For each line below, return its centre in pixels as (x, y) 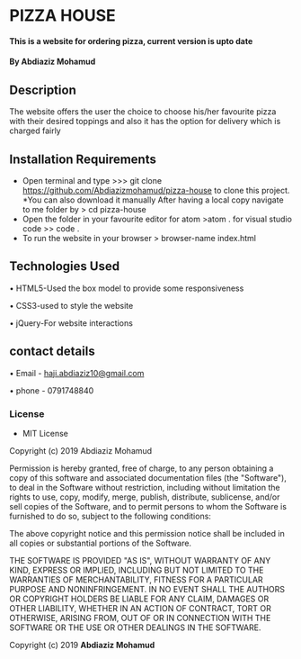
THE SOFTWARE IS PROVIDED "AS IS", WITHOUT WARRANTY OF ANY (140, 560)
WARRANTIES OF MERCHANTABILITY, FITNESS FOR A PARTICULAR (136, 579)
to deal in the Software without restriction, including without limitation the (145, 487)
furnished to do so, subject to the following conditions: (110, 516)
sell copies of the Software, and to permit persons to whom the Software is (148, 506)
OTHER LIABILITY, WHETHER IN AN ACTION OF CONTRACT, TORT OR (140, 608)
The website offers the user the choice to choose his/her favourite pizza (143, 112)
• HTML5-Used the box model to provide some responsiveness (127, 288)
